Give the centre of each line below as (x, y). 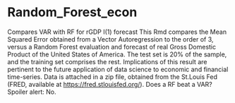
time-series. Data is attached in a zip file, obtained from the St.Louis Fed (112, 77)
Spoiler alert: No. (32, 92)
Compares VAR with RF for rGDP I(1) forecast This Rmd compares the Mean (117, 32)
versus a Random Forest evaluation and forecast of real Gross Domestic (112, 47)
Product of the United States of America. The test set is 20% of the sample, (117, 54)
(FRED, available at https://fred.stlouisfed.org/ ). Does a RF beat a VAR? (110, 84)
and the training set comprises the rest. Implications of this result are (107, 61)
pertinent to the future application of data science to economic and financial (118, 69)
